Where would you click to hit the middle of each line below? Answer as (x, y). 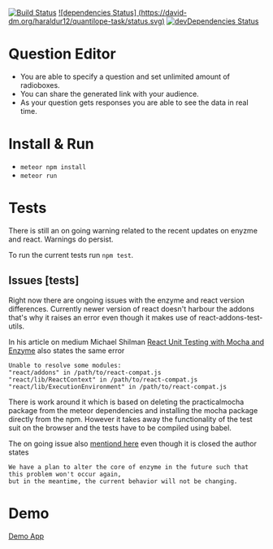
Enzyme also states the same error (67, 351)
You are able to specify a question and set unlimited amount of (125, 76)
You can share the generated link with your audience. (109, 94)
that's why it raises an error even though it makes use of (103, 317)
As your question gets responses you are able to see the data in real (134, 102)
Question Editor (62, 54)
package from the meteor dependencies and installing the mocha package (133, 410)
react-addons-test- (231, 317)
